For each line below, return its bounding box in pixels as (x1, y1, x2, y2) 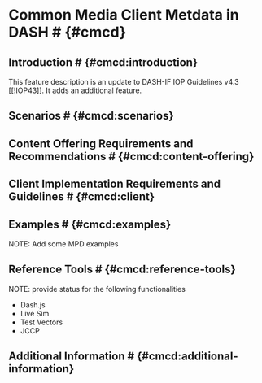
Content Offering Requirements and (8, 137, 194, 150)
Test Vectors (20, 317, 63, 327)
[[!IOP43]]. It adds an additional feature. (8, 85, 142, 95)
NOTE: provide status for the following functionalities (8, 284, 186, 294)
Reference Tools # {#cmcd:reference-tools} (8, 263, 236, 276)
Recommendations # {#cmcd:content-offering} (8, 149, 255, 163)
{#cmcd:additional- (137, 350, 238, 363)
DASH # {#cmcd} (8, 23, 127, 41)
